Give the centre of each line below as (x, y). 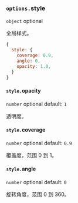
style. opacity (23, 91)
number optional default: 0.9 (39, 143)
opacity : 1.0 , (34, 66)
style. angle (21, 169)
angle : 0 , (29, 61)
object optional (24, 21)
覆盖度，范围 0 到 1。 (32, 155)
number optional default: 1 (36, 104)
